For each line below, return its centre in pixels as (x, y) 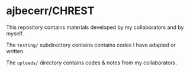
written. (15, 51)
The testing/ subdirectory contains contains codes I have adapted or (91, 45)
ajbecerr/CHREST (50, 11)
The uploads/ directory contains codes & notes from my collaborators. (92, 63)
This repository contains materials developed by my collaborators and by (95, 27)
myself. (15, 33)
